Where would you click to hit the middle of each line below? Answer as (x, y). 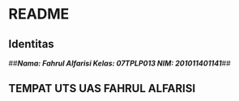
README (39, 14)
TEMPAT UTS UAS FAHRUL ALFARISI (102, 88)
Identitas (31, 44)
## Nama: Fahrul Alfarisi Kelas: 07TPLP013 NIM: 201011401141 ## (119, 63)
